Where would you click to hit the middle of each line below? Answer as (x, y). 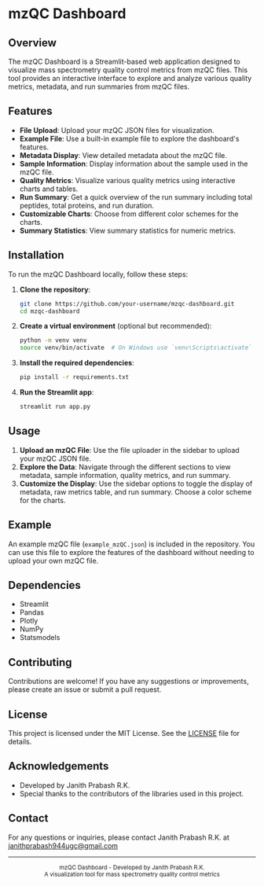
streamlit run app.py (55, 406)
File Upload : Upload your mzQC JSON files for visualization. (117, 130)
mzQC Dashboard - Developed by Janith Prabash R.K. (132, 867)
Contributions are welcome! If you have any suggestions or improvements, (128, 682)
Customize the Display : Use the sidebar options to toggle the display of (136, 483)
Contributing (40, 662)
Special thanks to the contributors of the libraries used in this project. (132, 793)
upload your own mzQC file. (53, 561)
